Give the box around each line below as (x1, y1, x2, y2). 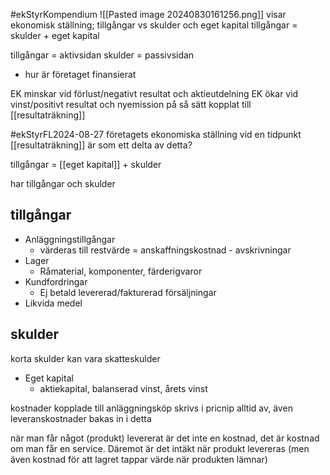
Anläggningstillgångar (24, 233, 116, 245)
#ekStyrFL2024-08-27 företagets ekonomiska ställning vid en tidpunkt (10, 129, 302, 140)
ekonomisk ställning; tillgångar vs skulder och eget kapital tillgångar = (10, 19, 298, 31)
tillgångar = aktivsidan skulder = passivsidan (10, 49, 195, 61)
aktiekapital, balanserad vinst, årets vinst (39, 382, 208, 394)
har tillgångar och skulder (10, 178, 116, 189)
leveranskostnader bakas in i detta (10, 412, 152, 424)
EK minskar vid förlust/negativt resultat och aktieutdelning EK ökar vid (10, 88, 299, 99)
